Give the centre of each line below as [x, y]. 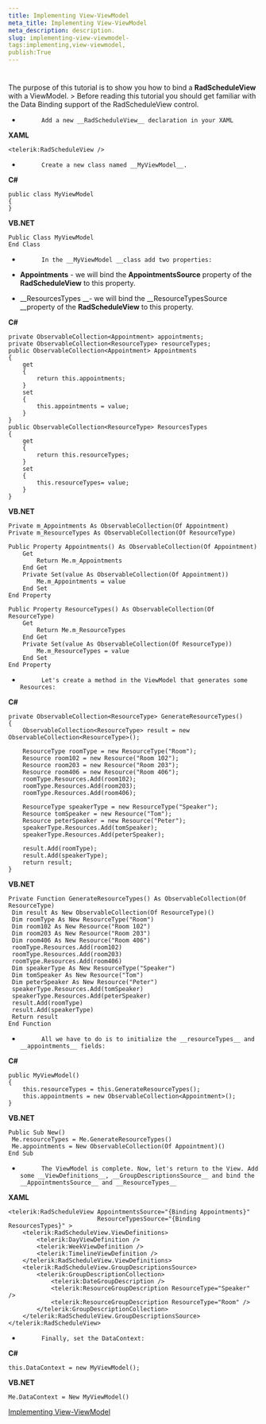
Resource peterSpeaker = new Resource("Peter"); [104, 821]
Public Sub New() [37, 1133]
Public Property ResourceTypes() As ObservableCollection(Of [112, 610]
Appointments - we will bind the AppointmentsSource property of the [136, 275]
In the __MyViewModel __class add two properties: [127, 260]
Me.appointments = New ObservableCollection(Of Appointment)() [118, 1147]
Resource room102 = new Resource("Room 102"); [101, 758]
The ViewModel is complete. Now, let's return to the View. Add [150, 1169]
